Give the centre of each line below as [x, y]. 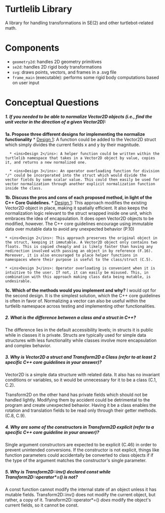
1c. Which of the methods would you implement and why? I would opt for [81, 290]
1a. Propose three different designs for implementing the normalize [75, 134]
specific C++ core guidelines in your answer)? [53, 362]
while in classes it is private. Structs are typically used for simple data [76, 335]
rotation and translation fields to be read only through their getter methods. [81, 410]
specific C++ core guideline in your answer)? [52, 432]
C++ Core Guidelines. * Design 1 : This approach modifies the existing [76, 203]
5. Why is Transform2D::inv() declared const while [58, 472]
